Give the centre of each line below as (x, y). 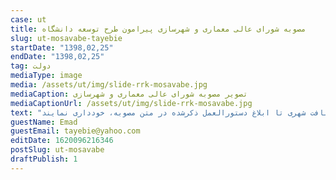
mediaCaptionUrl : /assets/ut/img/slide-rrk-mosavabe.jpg (131, 103)
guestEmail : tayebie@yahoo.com (75, 131)
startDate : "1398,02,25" (62, 47)
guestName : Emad (44, 122)
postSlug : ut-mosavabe (57, 150)
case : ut (28, 19)
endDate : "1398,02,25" (57, 57)
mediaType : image (46, 76)
